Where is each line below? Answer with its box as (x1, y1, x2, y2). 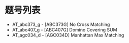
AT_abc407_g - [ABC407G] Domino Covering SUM (12, 26, 117, 32)
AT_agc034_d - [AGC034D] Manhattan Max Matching (12, 32, 124, 38)
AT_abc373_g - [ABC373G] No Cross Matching (12, 21, 110, 27)
